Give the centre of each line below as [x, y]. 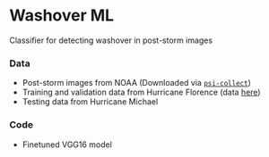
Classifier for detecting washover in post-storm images [111, 40]
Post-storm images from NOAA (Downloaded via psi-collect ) [136, 83]
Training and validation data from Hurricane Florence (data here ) [142, 92]
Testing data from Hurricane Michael [90, 102]
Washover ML [62, 16]
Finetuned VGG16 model [67, 145]
